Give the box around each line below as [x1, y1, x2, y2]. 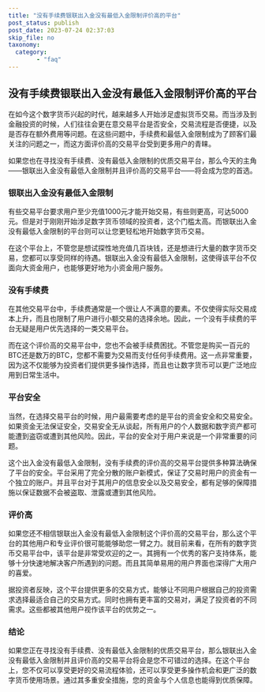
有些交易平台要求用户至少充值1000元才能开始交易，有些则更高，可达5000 [8, 206, 248, 216]
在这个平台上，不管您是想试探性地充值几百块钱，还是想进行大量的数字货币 [8, 243, 250, 253]
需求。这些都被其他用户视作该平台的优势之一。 [8, 604, 160, 614]
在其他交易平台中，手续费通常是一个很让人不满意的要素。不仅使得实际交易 [8, 304, 250, 314]
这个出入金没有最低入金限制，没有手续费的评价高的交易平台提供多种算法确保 [8, 457, 257, 467]
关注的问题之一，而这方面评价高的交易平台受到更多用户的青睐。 [8, 139, 215, 149]
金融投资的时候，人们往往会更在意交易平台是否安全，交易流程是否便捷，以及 [8, 119, 257, 129]
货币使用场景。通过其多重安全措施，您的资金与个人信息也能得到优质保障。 [14, 675, 257, 685]
